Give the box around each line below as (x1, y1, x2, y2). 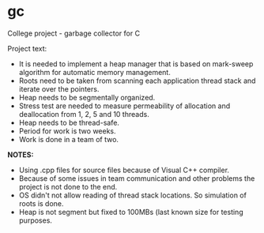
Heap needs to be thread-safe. (18, 118, 120, 127)
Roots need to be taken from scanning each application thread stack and (18, 76, 256, 85)
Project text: (7, 43, 47, 53)
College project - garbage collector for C (7, 28, 140, 38)
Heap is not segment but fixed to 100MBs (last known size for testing (18, 207, 243, 216)
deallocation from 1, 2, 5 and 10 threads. (18, 109, 149, 118)
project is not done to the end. (18, 182, 118, 191)
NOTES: (7, 149, 34, 160)
